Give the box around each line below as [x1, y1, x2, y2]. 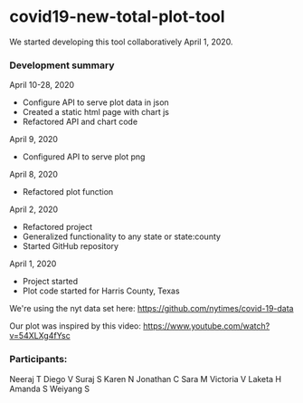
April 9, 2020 [9, 134, 59, 145]
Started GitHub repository [22, 241, 119, 252]
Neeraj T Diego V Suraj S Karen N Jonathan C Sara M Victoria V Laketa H [9, 373, 282, 384]
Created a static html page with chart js [22, 107, 170, 118]
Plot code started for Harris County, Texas [22, 285, 180, 296]
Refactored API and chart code [22, 116, 138, 128]
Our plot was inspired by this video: [9, 321, 142, 331]
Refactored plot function [22, 187, 114, 197]
